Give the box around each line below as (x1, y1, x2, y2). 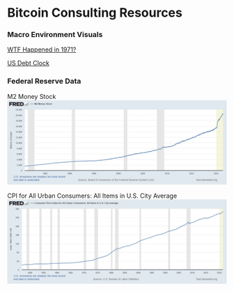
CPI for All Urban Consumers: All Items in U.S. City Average (7, 191, 178, 200)
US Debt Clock (7, 59, 50, 68)
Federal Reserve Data (7, 77, 81, 86)
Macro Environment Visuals (7, 30, 103, 40)
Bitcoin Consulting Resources (7, 5, 182, 21)
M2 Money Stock (7, 92, 56, 100)
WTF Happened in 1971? (7, 45, 77, 54)
